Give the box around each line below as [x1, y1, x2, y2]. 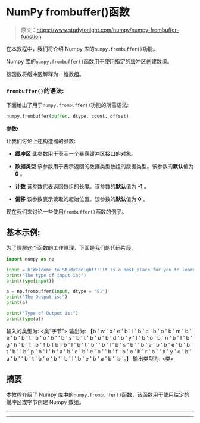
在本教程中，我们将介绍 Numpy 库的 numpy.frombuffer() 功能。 [6, 45, 158, 52]
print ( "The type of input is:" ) [6, 272, 86, 278]
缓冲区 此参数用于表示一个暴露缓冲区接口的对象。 [14, 150, 137, 158]
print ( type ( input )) [6, 278, 55, 284]
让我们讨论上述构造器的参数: [6, 137, 76, 145]
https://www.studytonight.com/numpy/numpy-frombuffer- [36, 26, 179, 33]
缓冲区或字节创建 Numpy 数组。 [6, 398, 85, 405]
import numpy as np [6, 256, 55, 262]
